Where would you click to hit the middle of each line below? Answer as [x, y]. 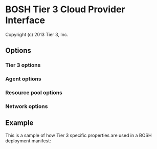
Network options [27, 107]
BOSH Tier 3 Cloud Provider [65, 9]
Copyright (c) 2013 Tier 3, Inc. [37, 34]
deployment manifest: [28, 141]
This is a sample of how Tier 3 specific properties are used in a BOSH [78, 135]
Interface [25, 20]
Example [19, 123]
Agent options [24, 79]
